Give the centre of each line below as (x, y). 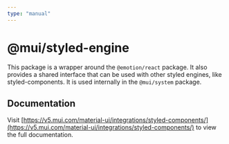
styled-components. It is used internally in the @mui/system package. (104, 82)
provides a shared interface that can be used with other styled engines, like (115, 74)
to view (206, 127)
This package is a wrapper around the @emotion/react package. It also (107, 67)
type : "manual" (29, 13)
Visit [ (16, 120)
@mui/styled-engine (68, 47)
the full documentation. (40, 135)
